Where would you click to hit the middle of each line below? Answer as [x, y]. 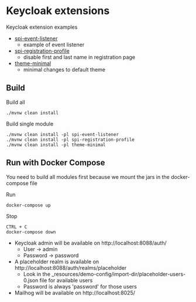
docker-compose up [28, 205]
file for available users [66, 280]
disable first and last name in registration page [79, 57]
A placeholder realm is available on [57, 262]
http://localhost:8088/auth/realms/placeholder [71, 267]
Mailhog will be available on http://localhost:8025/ [75, 293]
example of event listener [54, 45]
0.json [31, 280]
